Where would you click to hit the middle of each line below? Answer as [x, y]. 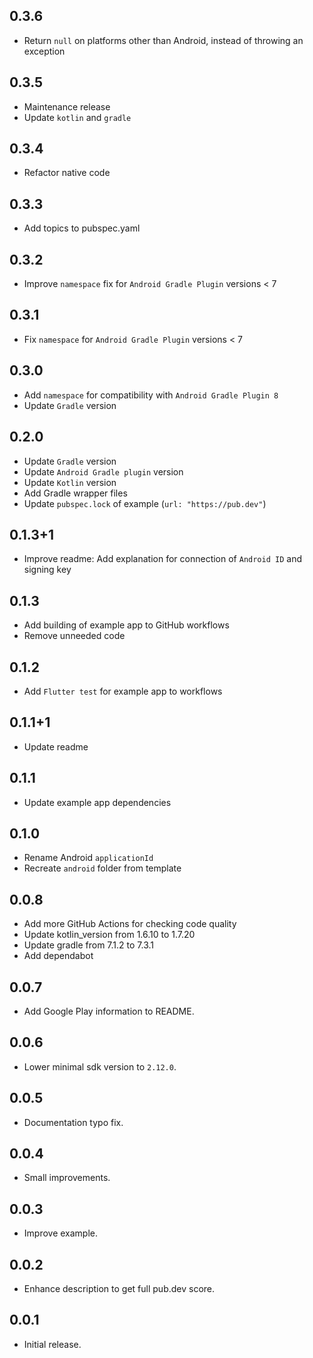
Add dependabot [58, 956]
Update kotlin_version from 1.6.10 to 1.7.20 [109, 935]
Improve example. [61, 1233]
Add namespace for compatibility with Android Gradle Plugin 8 [151, 395]
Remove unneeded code [74, 636]
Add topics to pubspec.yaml [82, 228]
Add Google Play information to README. [109, 1011]
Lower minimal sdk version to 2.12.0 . [100, 1066]
